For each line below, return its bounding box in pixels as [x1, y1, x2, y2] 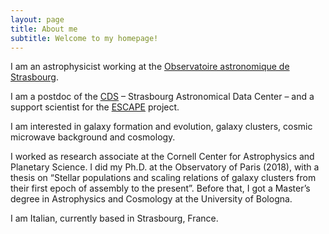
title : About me [10, 24, 78, 34]
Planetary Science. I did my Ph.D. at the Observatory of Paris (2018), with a [10, 161, 320, 173]
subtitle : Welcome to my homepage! [10, 33, 159, 43]
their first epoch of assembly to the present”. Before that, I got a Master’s [10, 182, 311, 195]
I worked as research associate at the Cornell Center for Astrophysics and [10, 151, 315, 163]
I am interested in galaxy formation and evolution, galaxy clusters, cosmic [10, 121, 313, 133]
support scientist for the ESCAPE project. [10, 101, 180, 113]
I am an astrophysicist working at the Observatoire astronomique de [10, 61, 290, 73]
